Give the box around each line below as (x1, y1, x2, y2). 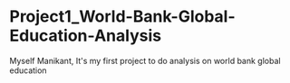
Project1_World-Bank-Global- (9, 6, 236, 27)
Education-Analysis (9, 25, 161, 46)
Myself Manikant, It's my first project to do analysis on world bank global (9, 55, 281, 66)
